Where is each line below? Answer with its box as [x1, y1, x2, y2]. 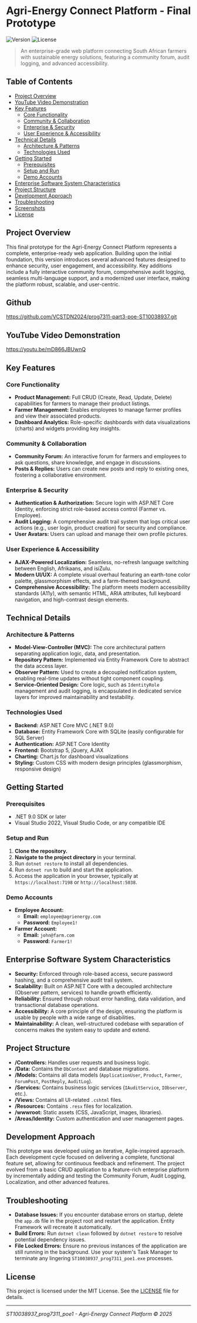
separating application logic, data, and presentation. [14, 650, 141, 657]
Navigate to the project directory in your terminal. [14, 853, 137, 860]
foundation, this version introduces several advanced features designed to [6, 256, 186, 263]
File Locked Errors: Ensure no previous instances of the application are [14, 1242, 187, 1250]
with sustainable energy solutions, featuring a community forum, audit [20, 53, 190, 60]
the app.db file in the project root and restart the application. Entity [14, 1217, 175, 1224]
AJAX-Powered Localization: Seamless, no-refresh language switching [14, 558, 189, 565]
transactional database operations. [14, 1001, 99, 1008]
